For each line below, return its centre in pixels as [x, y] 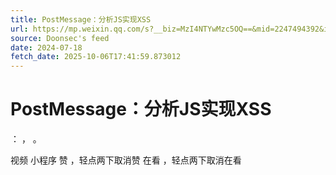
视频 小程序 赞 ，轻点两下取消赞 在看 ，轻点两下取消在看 [126, 160]
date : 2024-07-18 [46, 47]
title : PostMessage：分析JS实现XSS [81, 19]
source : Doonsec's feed [60, 38]
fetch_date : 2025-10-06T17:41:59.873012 [96, 57]
